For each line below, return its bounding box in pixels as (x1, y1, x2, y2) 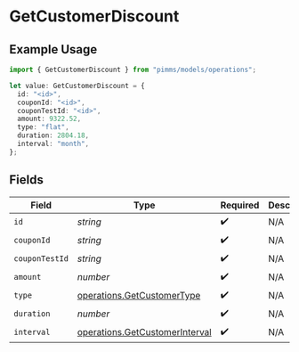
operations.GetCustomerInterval (77, 326, 212, 339)
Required (220, 199, 260, 211)
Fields (9, 172, 44, 188)
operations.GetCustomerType (77, 290, 201, 302)
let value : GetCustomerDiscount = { (9, 81, 145, 90)
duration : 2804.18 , (17, 131, 90, 140)
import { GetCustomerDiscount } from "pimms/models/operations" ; (9, 65, 256, 74)
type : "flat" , (17, 123, 69, 132)
